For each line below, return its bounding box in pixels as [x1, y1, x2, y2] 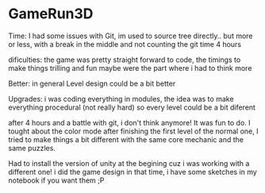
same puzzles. [8, 143, 56, 152]
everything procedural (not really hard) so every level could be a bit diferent [8, 102, 256, 112]
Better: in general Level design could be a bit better [8, 79, 176, 88]
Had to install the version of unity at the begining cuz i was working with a [8, 158, 250, 168]
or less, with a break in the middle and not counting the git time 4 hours [8, 39, 242, 48]
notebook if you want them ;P [8, 176, 105, 185]
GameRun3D [8, 5, 94, 23]
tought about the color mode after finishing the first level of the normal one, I [8, 126, 259, 136]
